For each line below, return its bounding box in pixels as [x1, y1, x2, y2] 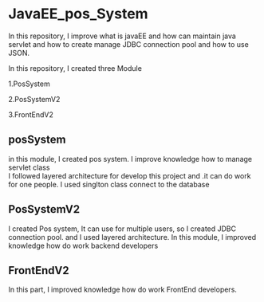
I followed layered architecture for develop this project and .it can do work [8, 171, 251, 180]
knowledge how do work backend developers [8, 241, 159, 250]
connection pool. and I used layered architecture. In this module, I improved [8, 232, 257, 241]
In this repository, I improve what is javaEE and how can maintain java [8, 31, 237, 41]
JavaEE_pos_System [8, 5, 149, 23]
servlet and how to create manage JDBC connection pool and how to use [8, 39, 249, 49]
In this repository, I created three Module [8, 63, 142, 73]
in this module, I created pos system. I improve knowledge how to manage [8, 154, 253, 163]
